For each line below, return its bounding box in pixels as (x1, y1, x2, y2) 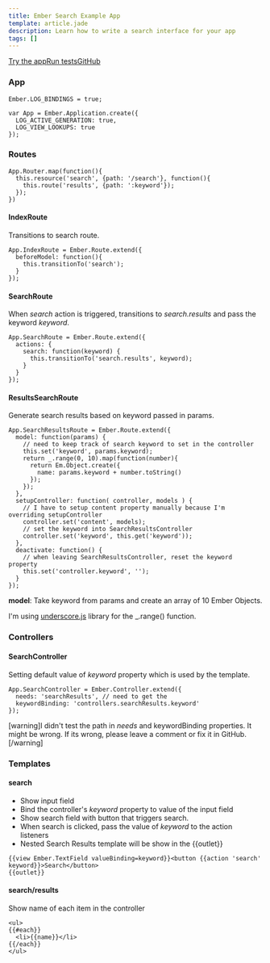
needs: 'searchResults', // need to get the (15, 692, 168, 701)
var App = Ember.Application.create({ (8, 109, 139, 117)
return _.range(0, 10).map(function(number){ (23, 454, 179, 463)
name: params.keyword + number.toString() (37, 469, 182, 477)
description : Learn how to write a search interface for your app (8, 27, 236, 35)
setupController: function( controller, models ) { (15, 497, 193, 505)
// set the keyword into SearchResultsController (23, 525, 193, 534)
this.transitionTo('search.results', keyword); (29, 354, 193, 363)
